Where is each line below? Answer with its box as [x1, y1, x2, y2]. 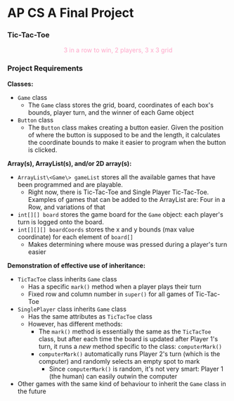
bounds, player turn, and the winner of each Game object [27, 108, 195, 117]
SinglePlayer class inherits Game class [17, 305, 126, 313]
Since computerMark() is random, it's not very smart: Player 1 [48, 364, 223, 373]
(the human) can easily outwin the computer [48, 371, 178, 381]
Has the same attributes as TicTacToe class [27, 312, 152, 321]
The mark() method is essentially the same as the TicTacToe [38, 327, 212, 336]
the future [17, 387, 47, 395]
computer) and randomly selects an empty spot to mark [38, 357, 200, 365]
